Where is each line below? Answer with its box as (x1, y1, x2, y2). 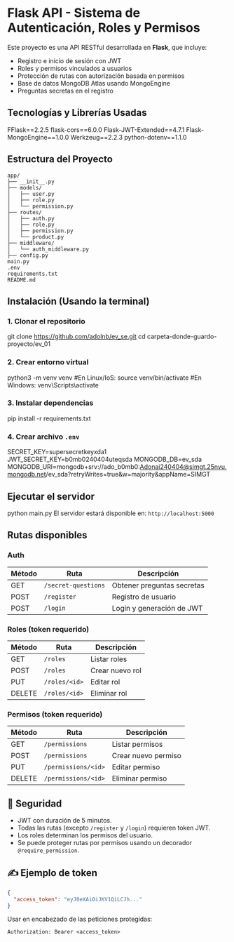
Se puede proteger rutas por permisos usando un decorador (17, 839, 193, 847)
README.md (7, 276, 36, 284)
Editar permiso (111, 762, 160, 772)
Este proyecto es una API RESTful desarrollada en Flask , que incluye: (7, 43, 207, 51)
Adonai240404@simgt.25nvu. (139, 463, 227, 471)
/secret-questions (43, 581, 105, 589)
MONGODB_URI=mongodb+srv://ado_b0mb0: (7, 463, 140, 471)
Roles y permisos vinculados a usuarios (17, 64, 132, 72)
